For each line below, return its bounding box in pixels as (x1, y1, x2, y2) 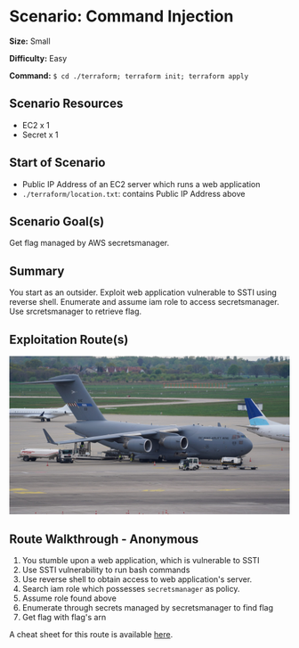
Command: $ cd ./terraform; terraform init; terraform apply (9, 70, 249, 81)
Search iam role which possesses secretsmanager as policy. (21, 584, 240, 595)
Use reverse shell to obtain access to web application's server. (21, 574, 253, 585)
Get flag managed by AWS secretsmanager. (9, 238, 170, 249)
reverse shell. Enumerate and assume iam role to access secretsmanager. (9, 297, 279, 308)
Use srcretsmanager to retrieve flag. (9, 306, 142, 317)
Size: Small (9, 36, 51, 46)
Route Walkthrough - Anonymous (9, 531, 198, 546)
